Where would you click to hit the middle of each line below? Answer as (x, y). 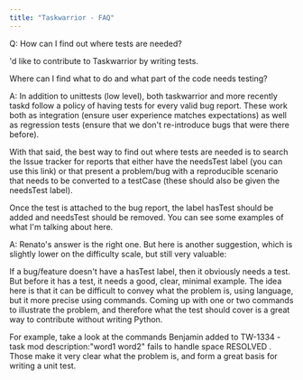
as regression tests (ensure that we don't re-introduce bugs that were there (150, 125)
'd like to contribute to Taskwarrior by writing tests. (104, 60)
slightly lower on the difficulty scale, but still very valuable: (118, 254)
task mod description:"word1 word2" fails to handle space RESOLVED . (141, 346)
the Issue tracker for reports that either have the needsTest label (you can (146, 161)
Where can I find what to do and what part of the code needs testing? (138, 79)
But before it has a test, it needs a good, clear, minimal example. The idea (146, 281)
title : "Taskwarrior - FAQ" (62, 18)
